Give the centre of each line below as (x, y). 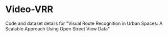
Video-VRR (29, 9)
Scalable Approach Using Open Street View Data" (58, 28)
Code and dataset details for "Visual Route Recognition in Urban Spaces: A (84, 23)
